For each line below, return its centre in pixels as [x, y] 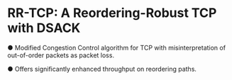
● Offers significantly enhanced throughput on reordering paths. [102, 69]
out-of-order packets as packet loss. [61, 55]
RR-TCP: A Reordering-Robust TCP [112, 13]
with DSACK [44, 28]
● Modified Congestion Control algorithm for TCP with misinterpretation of [116, 47]
